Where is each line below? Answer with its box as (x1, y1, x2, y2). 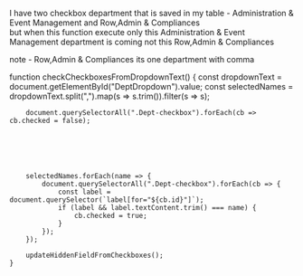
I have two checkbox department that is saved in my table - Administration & (9, 8, 294, 18)
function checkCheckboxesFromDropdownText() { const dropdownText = (9, 71, 282, 82)
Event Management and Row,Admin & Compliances (9, 17, 201, 28)
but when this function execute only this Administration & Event (9, 27, 246, 37)
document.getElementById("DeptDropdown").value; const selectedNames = (9, 81, 294, 91)
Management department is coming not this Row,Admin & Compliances (9, 36, 274, 47)
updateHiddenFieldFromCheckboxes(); (25, 251, 165, 260)
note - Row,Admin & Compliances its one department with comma (9, 54, 255, 64)
